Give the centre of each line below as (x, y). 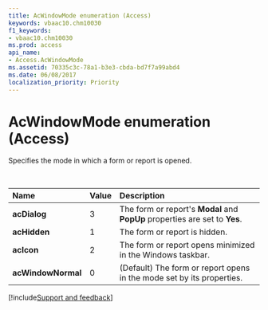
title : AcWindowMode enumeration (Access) (80, 16)
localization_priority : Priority (64, 82)
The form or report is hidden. (173, 232)
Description (142, 196)
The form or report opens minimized (187, 245)
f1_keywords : (30, 30)
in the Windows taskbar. (164, 255)
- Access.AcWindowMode (46, 61)
